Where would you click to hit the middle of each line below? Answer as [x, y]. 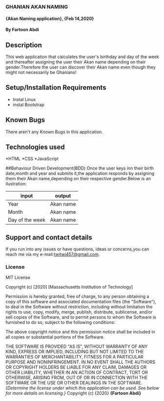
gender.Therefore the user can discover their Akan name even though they [81, 67]
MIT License [18, 277]
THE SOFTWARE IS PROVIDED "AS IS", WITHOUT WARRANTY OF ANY [77, 347]
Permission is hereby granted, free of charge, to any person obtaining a [77, 296]
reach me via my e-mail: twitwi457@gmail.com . [53, 254]
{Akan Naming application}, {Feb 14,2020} [50, 19]
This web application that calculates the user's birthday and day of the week [82, 57]
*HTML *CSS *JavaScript [32, 159]
